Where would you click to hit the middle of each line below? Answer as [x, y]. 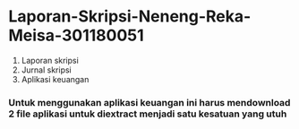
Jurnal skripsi [47, 70]
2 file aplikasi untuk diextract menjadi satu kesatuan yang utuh [148, 114]
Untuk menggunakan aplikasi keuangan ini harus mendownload [149, 102]
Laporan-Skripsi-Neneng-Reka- [130, 17]
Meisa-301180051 [76, 35]
